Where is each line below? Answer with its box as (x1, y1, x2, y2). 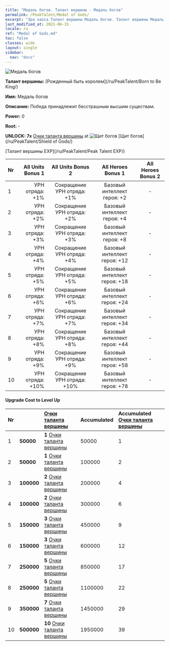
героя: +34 (101, 320, 128, 327)
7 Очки (44, 599, 62, 606)
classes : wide (5, 41, 35, 46)
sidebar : (5, 50, 24, 55)
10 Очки (44, 620, 65, 627)
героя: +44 (101, 341, 128, 348)
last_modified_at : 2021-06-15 (5, 21, 69, 27)
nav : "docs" (10, 54, 35, 60)
